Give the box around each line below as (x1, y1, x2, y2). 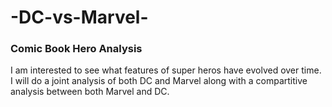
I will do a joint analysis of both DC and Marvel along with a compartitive (10, 75, 308, 87)
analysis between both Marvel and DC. (10, 86, 170, 98)
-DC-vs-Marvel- (10, 6, 149, 29)
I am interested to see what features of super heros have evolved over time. (10, 64, 322, 76)
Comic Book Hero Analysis (10, 42, 143, 56)
